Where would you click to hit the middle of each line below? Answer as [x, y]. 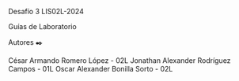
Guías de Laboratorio [42, 26]
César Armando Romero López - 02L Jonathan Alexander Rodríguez [119, 61]
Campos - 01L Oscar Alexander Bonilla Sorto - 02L [91, 69]
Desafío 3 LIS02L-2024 [46, 11]
